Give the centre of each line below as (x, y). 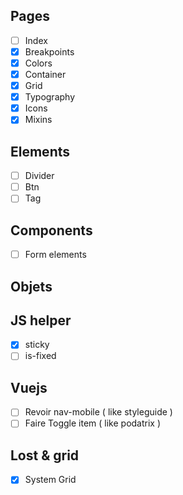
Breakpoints (49, 51)
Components (51, 230)
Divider (39, 176)
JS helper (41, 320)
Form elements (55, 255)
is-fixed (40, 356)
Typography (50, 97)
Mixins (38, 120)
